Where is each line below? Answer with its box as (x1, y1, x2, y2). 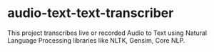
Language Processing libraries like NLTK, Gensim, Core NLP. (7, 36, 185, 44)
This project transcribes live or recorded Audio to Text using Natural (7, 28, 208, 37)
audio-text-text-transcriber (7, 5, 174, 21)
